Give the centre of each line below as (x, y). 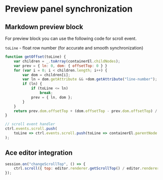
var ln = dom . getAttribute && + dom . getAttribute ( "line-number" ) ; (90, 79)
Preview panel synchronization (69, 9)
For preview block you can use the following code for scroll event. (71, 38)
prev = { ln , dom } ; (52, 97)
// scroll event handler (30, 124)
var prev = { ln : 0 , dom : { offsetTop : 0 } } (61, 66)
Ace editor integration (39, 153)
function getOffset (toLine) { (36, 57)
